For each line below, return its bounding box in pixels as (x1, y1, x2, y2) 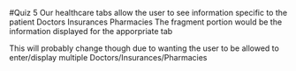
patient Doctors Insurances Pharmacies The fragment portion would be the (9, 17, 283, 27)
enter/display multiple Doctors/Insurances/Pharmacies (9, 53, 208, 62)
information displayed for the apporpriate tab (9, 26, 173, 36)
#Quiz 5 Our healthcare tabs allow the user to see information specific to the (9, 8, 288, 18)
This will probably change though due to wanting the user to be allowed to (9, 43, 280, 53)
